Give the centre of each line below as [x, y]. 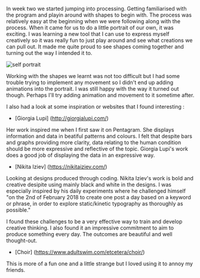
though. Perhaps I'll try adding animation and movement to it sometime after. [100, 95]
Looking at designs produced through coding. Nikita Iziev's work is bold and [100, 178]
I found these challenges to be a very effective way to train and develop [94, 221]
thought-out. [22, 240]
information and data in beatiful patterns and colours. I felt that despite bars [99, 136]
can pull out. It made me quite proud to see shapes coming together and [95, 47]
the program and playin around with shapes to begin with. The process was [99, 15]
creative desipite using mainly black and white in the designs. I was [89, 185]
